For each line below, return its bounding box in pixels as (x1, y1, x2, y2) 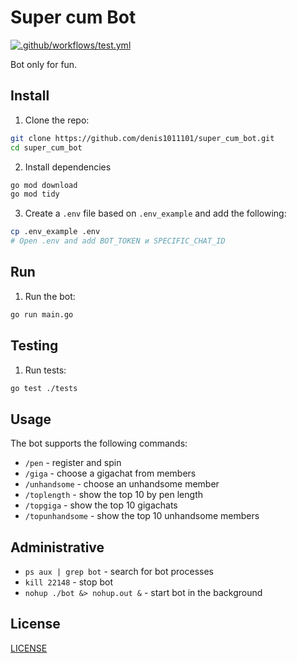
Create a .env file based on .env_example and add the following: (24, 207, 287, 220)
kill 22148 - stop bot (24, 576, 113, 588)
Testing (10, 337, 59, 355)
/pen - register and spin (24, 457, 122, 469)
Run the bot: (24, 290, 76, 302)
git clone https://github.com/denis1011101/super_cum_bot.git (10, 133, 275, 143)
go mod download (10, 180, 78, 190)
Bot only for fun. (10, 58, 78, 70)
